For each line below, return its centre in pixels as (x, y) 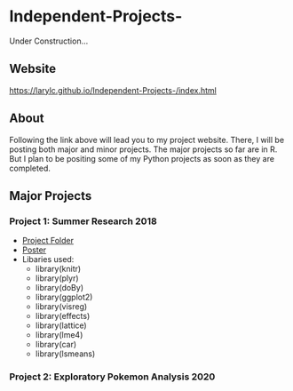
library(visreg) (61, 307)
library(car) (56, 345)
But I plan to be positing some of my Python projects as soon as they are (142, 158)
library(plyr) (57, 278)
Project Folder (48, 241)
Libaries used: (48, 259)
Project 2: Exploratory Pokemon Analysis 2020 (112, 377)
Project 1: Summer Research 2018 (83, 221)
